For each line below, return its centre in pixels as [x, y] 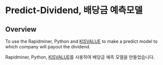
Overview [21, 29]
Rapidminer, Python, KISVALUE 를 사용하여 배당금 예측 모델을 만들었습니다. [80, 57]
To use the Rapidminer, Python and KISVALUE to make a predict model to [81, 41]
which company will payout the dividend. [48, 47]
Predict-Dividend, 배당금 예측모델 [74, 10]
